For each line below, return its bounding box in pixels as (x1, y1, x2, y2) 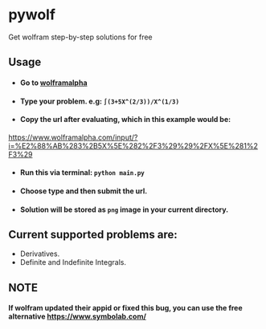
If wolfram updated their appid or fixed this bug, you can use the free (8, 303, 243, 313)
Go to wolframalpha (19, 78, 88, 87)
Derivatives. (19, 249, 60, 258)
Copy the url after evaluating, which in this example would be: (19, 115, 231, 124)
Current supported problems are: (8, 227, 178, 242)
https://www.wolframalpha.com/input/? (8, 132, 138, 142)
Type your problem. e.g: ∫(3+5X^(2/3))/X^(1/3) (19, 96, 179, 106)
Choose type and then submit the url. (19, 186, 148, 196)
